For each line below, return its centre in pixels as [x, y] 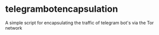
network [14, 28]
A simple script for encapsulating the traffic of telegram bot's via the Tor [79, 23]
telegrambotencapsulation [62, 9]
